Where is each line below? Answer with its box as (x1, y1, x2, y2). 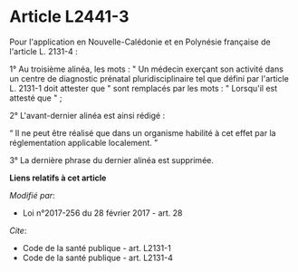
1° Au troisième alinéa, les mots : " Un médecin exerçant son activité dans (9, 63, 284, 74)
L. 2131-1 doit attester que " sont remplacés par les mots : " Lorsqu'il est (9, 83, 278, 93)
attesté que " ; (9, 92, 62, 103)
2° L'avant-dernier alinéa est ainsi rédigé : (9, 110, 166, 121)
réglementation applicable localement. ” (9, 137, 159, 148)
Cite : (9, 225, 27, 236)
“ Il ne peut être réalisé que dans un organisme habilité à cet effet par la (9, 127, 276, 138)
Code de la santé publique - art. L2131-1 (22, 242, 172, 253)
